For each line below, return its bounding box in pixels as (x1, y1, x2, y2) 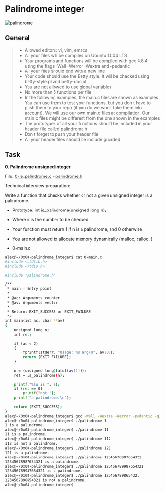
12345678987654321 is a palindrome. (5, 459, 80, 464)
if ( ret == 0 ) (14, 386, 43, 391)
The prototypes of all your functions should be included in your (24, 120, 152, 126)
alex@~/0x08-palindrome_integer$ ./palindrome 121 (5, 446, 111, 451)
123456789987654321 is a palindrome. (5, 468, 82, 474)
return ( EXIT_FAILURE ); (23, 355, 71, 360)
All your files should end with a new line (24, 68, 105, 74)
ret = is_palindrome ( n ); (14, 373, 65, 378)
